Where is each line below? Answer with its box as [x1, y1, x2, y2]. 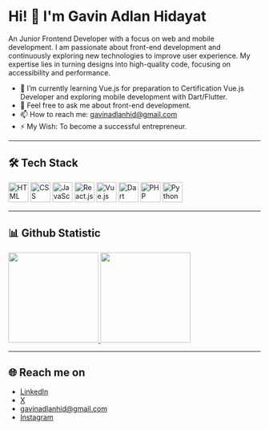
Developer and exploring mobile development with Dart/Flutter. [19, 91, 228, 101]
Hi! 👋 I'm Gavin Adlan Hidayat [8, 7, 207, 26]
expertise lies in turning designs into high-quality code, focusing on [8, 59, 231, 69]
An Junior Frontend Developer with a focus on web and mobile [8, 34, 215, 43]
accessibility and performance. [8, 67, 110, 77]
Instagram [19, 412, 54, 422]
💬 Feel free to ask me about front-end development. [19, 100, 191, 110]
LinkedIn [19, 387, 49, 396]
